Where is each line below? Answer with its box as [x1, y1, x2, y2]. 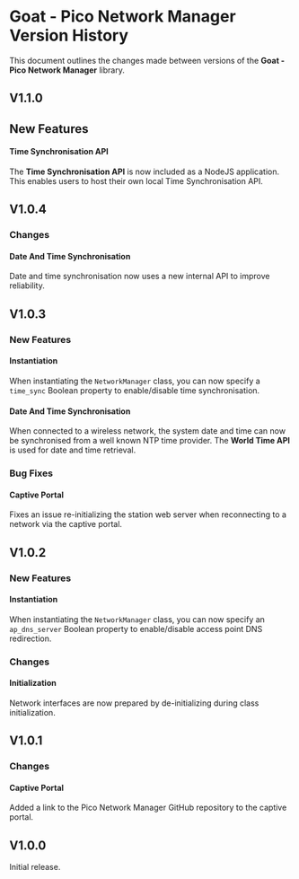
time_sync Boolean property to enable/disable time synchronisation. [9, 384, 260, 396]
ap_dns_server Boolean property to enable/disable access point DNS [9, 623, 263, 634]
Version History [9, 25, 128, 46]
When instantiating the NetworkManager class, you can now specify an [9, 613, 265, 625]
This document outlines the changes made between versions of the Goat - [9, 55, 286, 66]
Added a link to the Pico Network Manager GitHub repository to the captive [9, 802, 287, 813]
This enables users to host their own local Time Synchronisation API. [9, 175, 263, 186]
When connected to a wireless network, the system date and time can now [9, 426, 286, 436]
